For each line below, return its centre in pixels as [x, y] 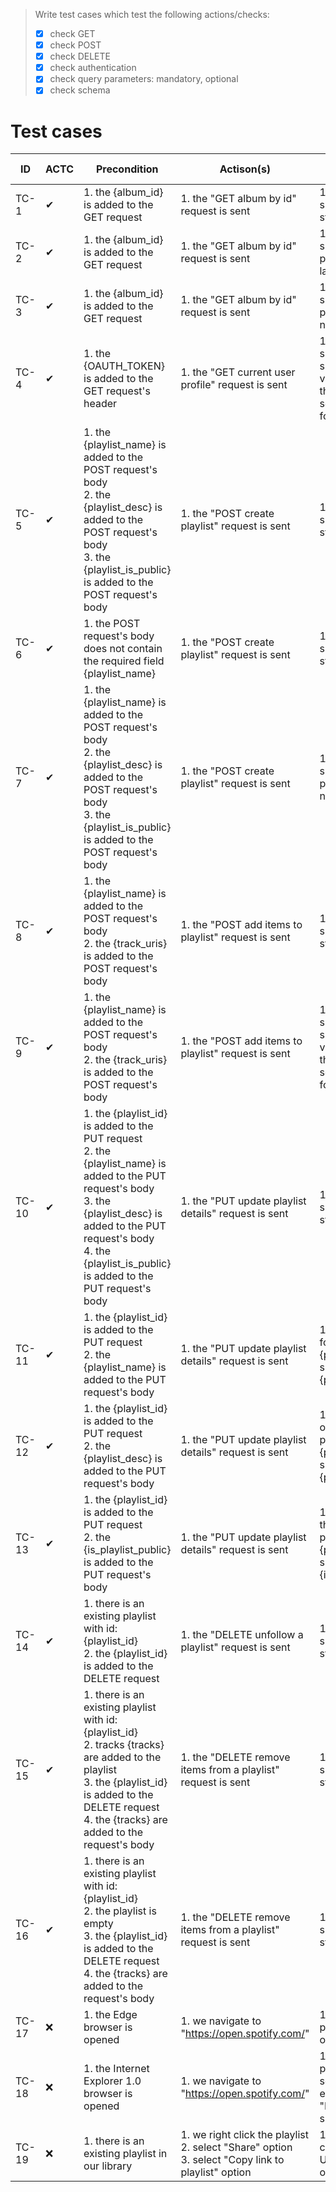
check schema [80, 90]
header [100, 404]
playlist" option [216, 2172]
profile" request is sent [234, 385]
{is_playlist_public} [127, 1550]
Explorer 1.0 [112, 2081]
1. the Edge [110, 2015]
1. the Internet [116, 2069]
